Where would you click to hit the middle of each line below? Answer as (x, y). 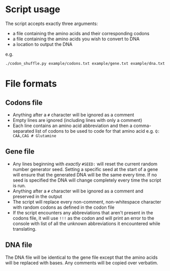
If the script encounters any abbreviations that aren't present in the (83, 212)
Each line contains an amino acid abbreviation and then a (72, 126)
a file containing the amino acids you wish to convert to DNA (76, 39)
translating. (24, 229)
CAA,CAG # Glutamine (34, 136)
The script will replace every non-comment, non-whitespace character (87, 202)
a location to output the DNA (42, 44)
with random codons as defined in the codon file (63, 207)
